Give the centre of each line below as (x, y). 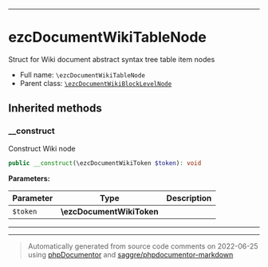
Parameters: (29, 178)
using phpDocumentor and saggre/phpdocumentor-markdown (130, 254)
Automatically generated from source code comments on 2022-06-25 (143, 246)
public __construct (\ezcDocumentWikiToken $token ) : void (105, 163)
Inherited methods (55, 108)
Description (189, 198)
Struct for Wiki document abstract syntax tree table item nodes (112, 59)
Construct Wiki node (42, 148)
